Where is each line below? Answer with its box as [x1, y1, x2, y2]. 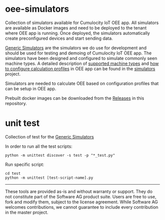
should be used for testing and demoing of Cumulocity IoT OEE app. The [5, 50, 152, 56]
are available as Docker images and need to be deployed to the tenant [5, 25, 147, 30]
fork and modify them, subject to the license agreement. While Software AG [5, 199, 158, 205]
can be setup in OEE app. [5, 85, 56, 91]
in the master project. [5, 209, 49, 215]
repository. [5, 100, 27, 106]
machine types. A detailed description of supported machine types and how [5, 60, 159, 66]
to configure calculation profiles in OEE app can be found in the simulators [5, 65, 156, 72]
